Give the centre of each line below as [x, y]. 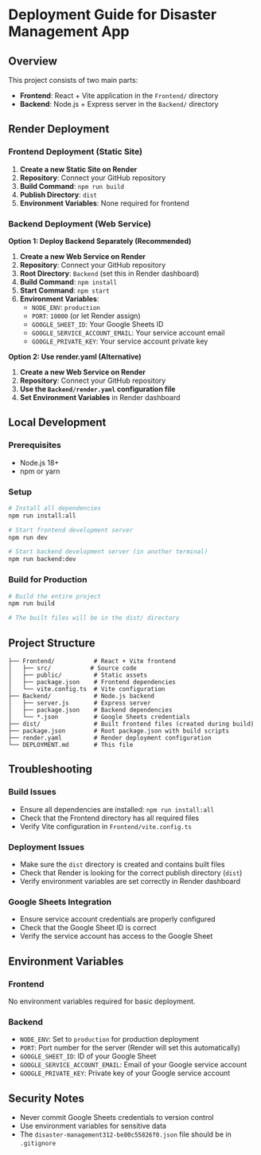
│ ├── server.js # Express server [80, 703]
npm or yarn [40, 471]
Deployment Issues [47, 847]
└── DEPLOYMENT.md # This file [71, 744]
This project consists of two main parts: [73, 80]
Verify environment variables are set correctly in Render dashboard [130, 881]
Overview [33, 61]
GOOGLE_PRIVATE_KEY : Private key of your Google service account [125, 1073]
